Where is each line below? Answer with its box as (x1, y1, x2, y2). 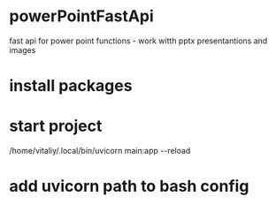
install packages (9, 76, 133, 96)
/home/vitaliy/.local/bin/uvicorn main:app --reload (9, 146, 191, 156)
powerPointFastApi (9, 6, 155, 26)
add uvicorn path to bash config (9, 177, 249, 196)
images (9, 44, 36, 55)
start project (9, 117, 103, 136)
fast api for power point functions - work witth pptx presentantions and (9, 35, 268, 46)
